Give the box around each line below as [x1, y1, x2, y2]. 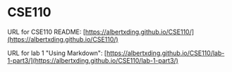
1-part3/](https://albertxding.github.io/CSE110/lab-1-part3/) [7, 56, 178, 64]
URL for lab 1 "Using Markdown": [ [7, 49, 107, 57]
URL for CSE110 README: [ [7, 28, 86, 36]
